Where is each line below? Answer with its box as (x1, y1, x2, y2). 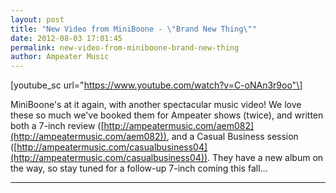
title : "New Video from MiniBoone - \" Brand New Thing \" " (10, 24, 257, 34)
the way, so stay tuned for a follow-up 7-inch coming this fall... (10, 162, 268, 175)
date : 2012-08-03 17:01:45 (10, 33, 123, 43)
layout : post (10, 14, 65, 25)
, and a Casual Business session (166, 131, 299, 143)
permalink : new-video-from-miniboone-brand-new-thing (10, 42, 240, 53)
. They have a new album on (207, 152, 324, 164)
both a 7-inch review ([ (10, 120, 105, 132)
